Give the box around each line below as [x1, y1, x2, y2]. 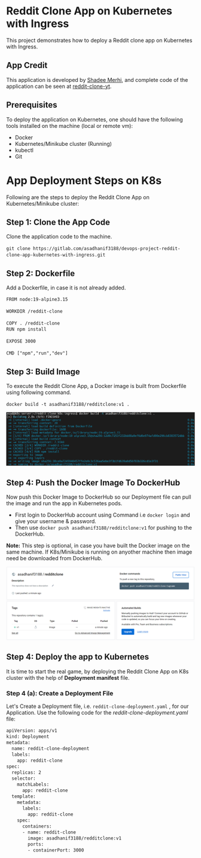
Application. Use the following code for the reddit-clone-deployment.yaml [6, 709, 188, 716]
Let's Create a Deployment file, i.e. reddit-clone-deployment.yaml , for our [6, 703, 189, 710]
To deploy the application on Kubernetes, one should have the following [6, 115, 184, 123]
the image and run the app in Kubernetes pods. [6, 499, 123, 506]
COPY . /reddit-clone [6, 320, 60, 326]
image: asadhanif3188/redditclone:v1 [28, 835, 121, 841]
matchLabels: [17, 781, 50, 787]
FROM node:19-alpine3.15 [6, 297, 68, 303]
